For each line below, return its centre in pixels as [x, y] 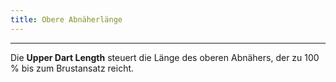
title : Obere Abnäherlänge [66, 19]
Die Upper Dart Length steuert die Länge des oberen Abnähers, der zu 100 [165, 57]
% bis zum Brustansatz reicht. [72, 68]
